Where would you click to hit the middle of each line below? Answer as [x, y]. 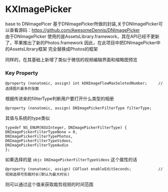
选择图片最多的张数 [22, 89]
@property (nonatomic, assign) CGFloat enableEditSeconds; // [84, 169]
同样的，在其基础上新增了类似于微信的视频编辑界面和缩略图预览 [71, 59]
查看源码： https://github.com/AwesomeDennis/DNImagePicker [74, 30]
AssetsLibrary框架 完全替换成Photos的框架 [54, 49]
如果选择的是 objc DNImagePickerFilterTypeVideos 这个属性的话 [71, 160]
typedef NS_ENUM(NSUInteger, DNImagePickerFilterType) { [66, 128]
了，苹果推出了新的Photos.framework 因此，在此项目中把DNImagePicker [81, 42]
